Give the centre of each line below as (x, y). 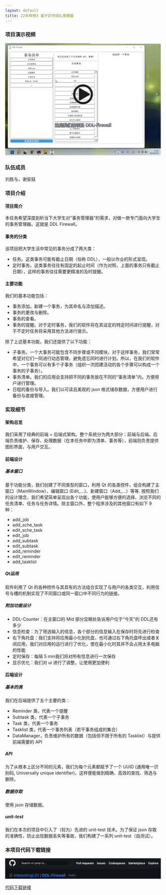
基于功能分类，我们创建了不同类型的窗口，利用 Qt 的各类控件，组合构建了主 (82, 485)
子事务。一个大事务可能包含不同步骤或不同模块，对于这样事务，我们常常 (86, 352)
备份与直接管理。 (30, 395)
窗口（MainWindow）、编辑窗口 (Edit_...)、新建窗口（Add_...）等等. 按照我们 (82, 491)
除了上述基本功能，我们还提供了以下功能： (48, 341)
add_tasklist (24, 562)
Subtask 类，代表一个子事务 (41, 717)
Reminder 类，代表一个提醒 (40, 711)
